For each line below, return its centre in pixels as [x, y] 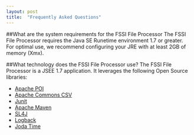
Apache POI [29, 88]
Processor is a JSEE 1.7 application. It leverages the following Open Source [97, 70]
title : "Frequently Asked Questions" [54, 17]
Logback [25, 120]
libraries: [17, 77]
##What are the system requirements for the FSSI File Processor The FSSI [96, 34]
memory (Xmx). [25, 53]
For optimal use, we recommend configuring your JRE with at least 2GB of [96, 46]
